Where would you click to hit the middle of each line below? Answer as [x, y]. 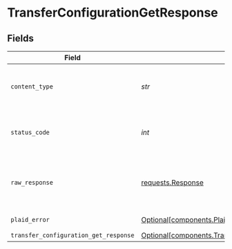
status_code [30, 132]
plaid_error [30, 220]
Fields [21, 38]
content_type [32, 87]
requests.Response [172, 183]
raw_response [32, 182]
